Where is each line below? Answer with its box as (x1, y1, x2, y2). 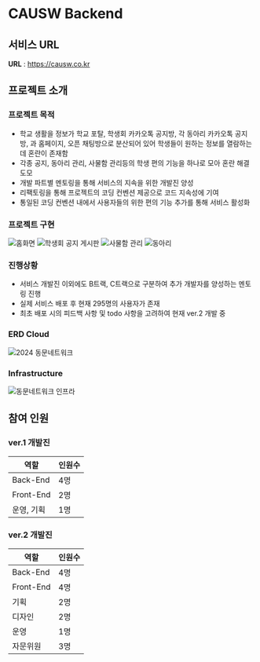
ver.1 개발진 (8, 437, 50, 448)
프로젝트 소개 (8, 84, 68, 97)
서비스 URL (8, 38, 60, 51)
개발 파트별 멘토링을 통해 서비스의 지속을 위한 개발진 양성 (19, 177, 194, 187)
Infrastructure (8, 368, 64, 379)
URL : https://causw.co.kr (8, 60, 90, 68)
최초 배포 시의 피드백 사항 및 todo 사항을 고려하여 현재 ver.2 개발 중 (19, 309, 226, 318)
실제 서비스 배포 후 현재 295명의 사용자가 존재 (19, 299, 160, 309)
